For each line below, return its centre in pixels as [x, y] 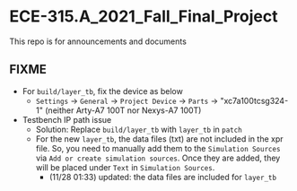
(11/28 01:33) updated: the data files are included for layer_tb [162, 177]
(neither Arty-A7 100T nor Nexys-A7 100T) [123, 110]
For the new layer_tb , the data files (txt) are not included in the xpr [160, 139]
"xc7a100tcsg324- [254, 100]
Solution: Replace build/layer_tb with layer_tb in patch [139, 129]
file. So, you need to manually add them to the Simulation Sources [158, 148]
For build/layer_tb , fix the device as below [103, 91]
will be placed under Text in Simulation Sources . [125, 167]
